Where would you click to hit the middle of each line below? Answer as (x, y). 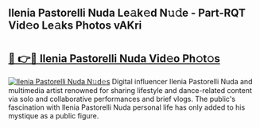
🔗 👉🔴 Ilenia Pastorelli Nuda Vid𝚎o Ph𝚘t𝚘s (114, 58)
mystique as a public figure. (54, 116)
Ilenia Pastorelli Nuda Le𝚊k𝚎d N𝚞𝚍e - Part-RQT (127, 13)
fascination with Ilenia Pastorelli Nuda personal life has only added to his (127, 107)
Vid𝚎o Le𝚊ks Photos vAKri (75, 26)
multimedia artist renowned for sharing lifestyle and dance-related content (130, 90)
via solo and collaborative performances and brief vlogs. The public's (122, 99)
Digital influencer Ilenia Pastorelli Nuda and (182, 81)
